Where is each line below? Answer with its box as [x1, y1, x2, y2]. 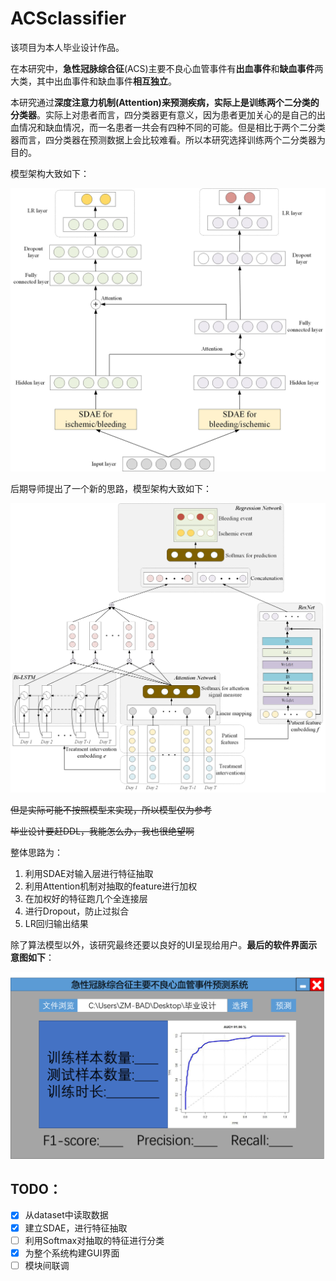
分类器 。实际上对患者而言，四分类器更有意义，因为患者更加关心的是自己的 [10, 108, 317, 121]
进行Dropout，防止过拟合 [24, 905, 130, 917]
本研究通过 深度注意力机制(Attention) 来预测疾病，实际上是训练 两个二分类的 [10, 96, 320, 108]
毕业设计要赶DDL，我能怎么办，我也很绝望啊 [10, 825, 195, 837]
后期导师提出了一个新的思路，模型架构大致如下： [10, 482, 212, 494]
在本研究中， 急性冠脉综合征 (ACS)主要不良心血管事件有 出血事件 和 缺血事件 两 [10, 62, 324, 74]
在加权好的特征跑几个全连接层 [24, 892, 148, 904]
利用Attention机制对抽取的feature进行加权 [24, 880, 198, 892]
